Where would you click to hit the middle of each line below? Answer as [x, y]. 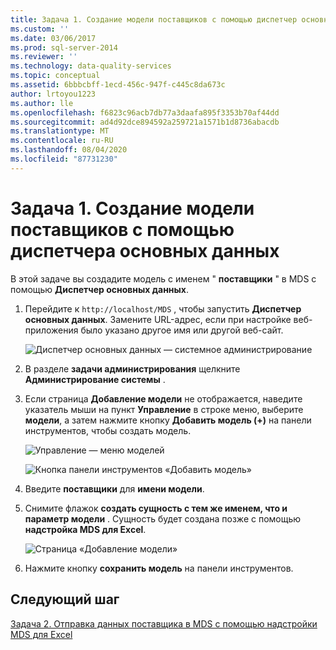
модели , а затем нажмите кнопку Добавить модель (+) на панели [168, 420]
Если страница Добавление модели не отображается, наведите [163, 398]
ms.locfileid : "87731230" [64, 159]
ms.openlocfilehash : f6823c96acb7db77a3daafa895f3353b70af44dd [145, 112]
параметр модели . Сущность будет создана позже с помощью [163, 518]
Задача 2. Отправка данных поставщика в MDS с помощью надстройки [164, 623]
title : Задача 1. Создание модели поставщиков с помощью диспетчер [154, 19]
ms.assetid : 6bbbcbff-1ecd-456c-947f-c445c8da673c [118, 85]
